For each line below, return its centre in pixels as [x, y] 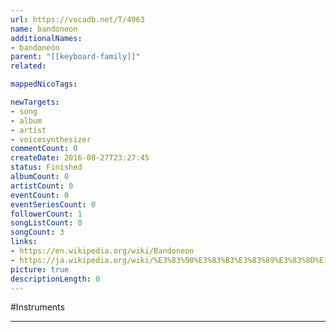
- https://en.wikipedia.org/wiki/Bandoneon [102, 251]
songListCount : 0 [46, 223]
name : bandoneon [44, 29]
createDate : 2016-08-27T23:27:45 [80, 158]
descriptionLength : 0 [55, 279]
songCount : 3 [37, 232]
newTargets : [35, 102]
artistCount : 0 [42, 186]
